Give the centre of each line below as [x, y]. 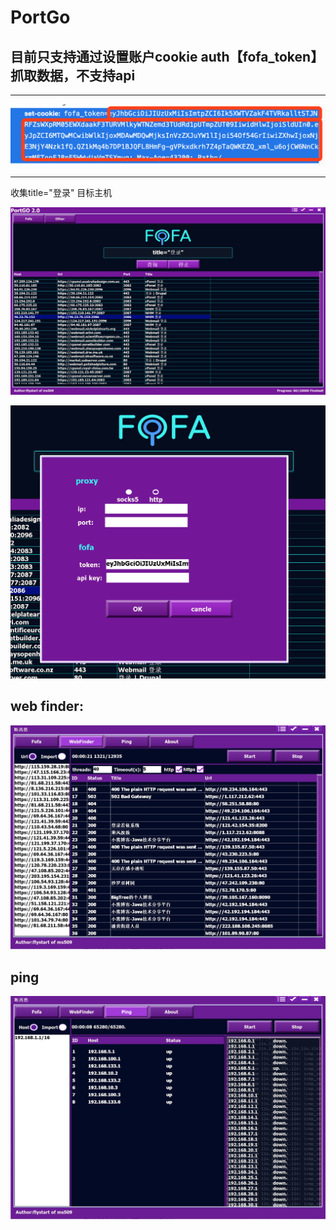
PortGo [40, 17]
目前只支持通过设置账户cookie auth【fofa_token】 [167, 56]
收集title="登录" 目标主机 [61, 193]
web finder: [47, 706]
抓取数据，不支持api [73, 75]
